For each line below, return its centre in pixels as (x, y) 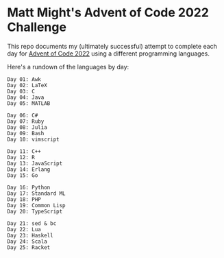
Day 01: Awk (24, 79)
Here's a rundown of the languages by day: (68, 67)
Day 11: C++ (24, 151)
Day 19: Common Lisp (37, 205)
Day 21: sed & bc (32, 223)
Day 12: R (21, 157)
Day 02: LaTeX (27, 85)
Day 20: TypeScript (35, 211)
